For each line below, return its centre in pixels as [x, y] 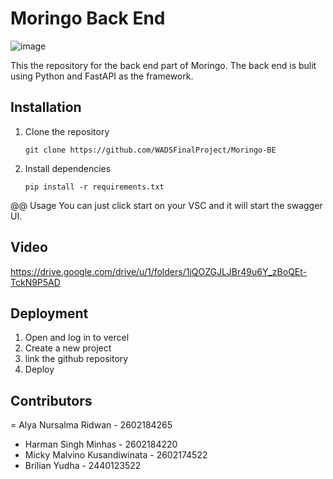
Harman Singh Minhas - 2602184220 [101, 444]
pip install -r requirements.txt [94, 187]
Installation [46, 107]
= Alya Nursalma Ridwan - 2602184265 [91, 425]
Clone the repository [67, 131]
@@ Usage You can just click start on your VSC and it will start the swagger [166, 205]
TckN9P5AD [35, 282]
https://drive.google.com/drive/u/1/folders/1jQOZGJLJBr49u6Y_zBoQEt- [159, 271]
